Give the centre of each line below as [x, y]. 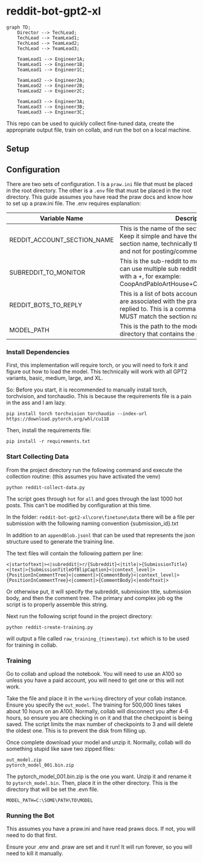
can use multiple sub [149, 269]
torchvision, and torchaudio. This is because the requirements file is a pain [99, 396]
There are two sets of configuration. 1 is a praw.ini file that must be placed [99, 184]
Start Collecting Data [38, 457]
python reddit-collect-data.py [46, 487]
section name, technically [156, 244]
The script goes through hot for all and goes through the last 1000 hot [94, 499]
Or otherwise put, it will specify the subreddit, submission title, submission [99, 591]
